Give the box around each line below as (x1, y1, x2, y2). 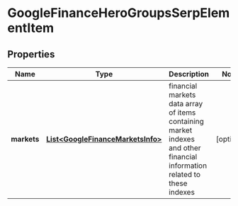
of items (169, 108, 196, 118)
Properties (7, 48, 55, 60)
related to (169, 170, 200, 179)
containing (169, 117, 204, 126)
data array (169, 99, 203, 108)
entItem (7, 20, 55, 36)
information (169, 161, 208, 171)
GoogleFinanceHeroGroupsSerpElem (7, 5, 230, 21)
